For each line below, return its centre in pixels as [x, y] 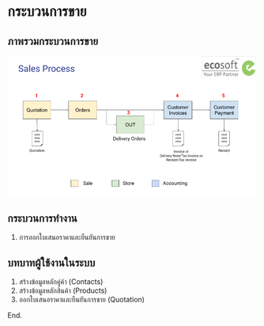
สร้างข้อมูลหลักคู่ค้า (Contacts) [61, 282]
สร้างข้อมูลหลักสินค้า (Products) [63, 290]
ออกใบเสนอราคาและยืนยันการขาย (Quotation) [82, 300]
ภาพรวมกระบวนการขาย [53, 41]
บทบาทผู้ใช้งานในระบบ [51, 262]
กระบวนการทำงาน [43, 218]
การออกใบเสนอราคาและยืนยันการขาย [67, 237]
